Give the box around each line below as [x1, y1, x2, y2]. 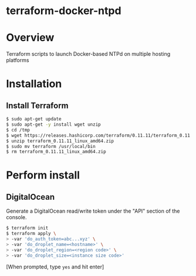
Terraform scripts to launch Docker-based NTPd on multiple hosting [6, 51, 171, 58]
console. [6, 214, 28, 221]
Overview [6, 31, 55, 45]
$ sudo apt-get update [6, 116, 62, 122]
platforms [6, 57, 29, 64]
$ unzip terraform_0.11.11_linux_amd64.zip [6, 138, 114, 144]
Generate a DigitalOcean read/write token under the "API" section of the [6, 207, 180, 215]
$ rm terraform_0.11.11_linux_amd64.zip [6, 149, 107, 155]
